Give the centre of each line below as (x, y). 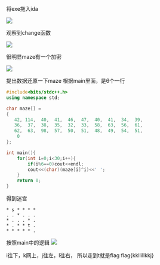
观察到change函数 (29, 33)
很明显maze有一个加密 (34, 57)
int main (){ (21, 153)
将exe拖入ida (22, 9)
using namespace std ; (33, 98)
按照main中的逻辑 (28, 243)
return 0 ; (29, 181)
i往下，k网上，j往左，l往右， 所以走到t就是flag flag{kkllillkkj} (80, 255)
